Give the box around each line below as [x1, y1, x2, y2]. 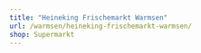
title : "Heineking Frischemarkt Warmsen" [9, 13, 168, 22]
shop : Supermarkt [9, 30, 75, 39]
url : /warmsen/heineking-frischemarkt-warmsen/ [9, 22, 193, 31]
